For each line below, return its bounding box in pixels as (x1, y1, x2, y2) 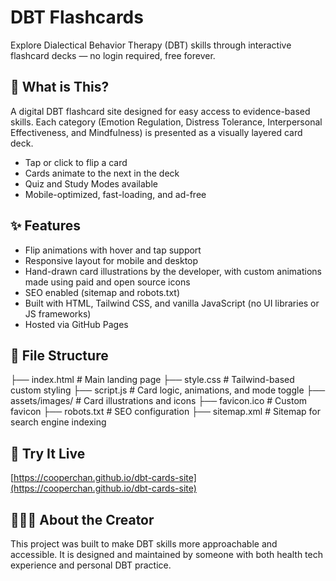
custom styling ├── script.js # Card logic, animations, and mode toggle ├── (10, 384, 326, 396)
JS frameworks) (24, 307, 92, 320)
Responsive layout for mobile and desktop (24, 254, 199, 266)
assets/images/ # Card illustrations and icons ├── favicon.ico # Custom (10, 395, 308, 407)
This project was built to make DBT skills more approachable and (10, 538, 278, 550)
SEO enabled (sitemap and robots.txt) (24, 286, 180, 298)
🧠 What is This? (10, 79, 110, 96)
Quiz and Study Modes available (24, 177, 158, 190)
